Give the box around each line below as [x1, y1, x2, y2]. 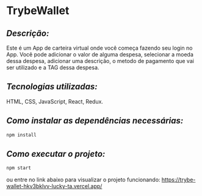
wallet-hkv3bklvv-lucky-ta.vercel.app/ [6, 183, 103, 190]
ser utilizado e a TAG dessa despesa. [6, 64, 99, 71]
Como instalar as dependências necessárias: [6, 116, 184, 126]
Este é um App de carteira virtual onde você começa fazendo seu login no [6, 44, 193, 51]
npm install [6, 132, 37, 138]
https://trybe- [161, 176, 196, 184]
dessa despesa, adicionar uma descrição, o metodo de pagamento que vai [6, 58, 194, 64]
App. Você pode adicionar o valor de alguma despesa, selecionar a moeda [6, 51, 193, 58]
